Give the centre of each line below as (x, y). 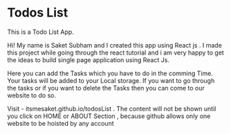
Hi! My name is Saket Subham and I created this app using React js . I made (115, 45)
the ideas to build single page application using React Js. (88, 59)
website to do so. (32, 95)
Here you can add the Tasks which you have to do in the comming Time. (110, 73)
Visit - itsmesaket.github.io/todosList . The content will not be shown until (112, 108)
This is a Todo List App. (40, 32)
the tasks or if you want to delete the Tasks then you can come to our (106, 88)
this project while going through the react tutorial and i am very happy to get (116, 52)
